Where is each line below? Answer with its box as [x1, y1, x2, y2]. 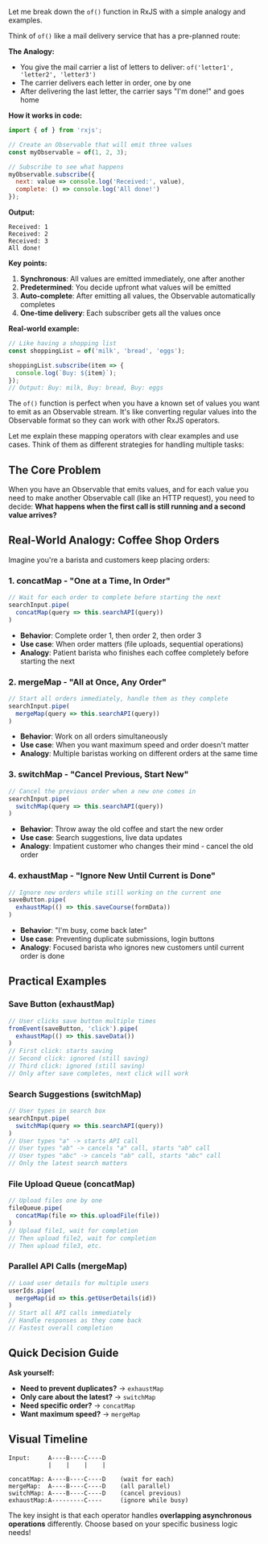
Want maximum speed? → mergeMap [19, 1409, 141, 1418]
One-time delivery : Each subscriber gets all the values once [19, 308, 221, 318]
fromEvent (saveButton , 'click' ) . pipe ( [8, 1024, 138, 1033]
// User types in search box [8, 1107, 106, 1115]
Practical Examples [8, 975, 107, 988]
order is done [19, 951, 65, 961]
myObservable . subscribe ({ [8, 170, 95, 178]
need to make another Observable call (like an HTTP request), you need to [8, 493, 255, 503]
